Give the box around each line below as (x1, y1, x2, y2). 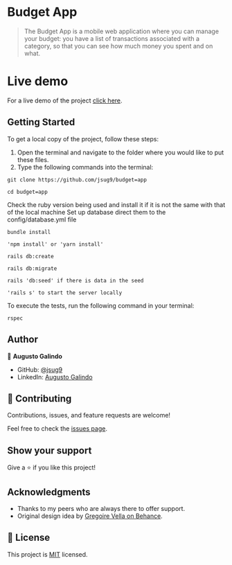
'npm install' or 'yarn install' (7, 240, 104, 248)
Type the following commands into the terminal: (17, 163, 154, 171)
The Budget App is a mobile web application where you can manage (24, 27, 220, 35)
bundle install (7, 228, 51, 235)
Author (7, 334, 38, 346)
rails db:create (7, 253, 54, 260)
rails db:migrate (7, 264, 57, 272)
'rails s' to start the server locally (7, 289, 123, 296)
